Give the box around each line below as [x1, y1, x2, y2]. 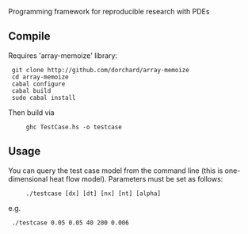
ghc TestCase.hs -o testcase [25, 123, 123, 131]
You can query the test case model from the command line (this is [8, 166, 223, 175]
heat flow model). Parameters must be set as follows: [49, 174, 223, 183]
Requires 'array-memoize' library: [8, 51, 117, 60]
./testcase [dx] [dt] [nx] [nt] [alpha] [25, 190, 161, 198]
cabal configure [11, 79, 66, 88]
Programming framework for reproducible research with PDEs [8, 7, 210, 16]
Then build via [8, 107, 55, 117]
